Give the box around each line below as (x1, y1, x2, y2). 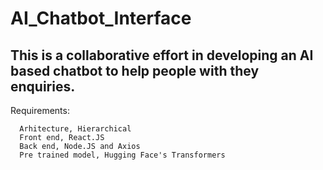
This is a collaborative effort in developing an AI (10, 47, 314, 64)
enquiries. (10, 78, 76, 95)
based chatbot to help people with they (10, 62, 260, 79)
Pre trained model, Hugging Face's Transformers (19, 150, 226, 160)
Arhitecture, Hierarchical (19, 124, 132, 134)
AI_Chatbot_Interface (10, 7, 192, 30)
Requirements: (10, 105, 70, 116)
